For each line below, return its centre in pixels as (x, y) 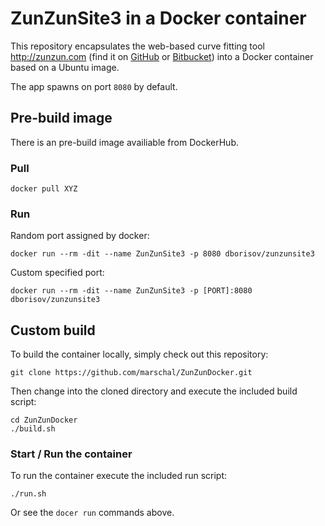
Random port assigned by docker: (80, 236)
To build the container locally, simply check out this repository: (139, 354)
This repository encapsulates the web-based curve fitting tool (137, 46)
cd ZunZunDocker (44, 420)
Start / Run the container (71, 454)
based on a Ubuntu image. (65, 67)
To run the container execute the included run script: (119, 476)
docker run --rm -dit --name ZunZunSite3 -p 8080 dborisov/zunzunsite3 (162, 254)
